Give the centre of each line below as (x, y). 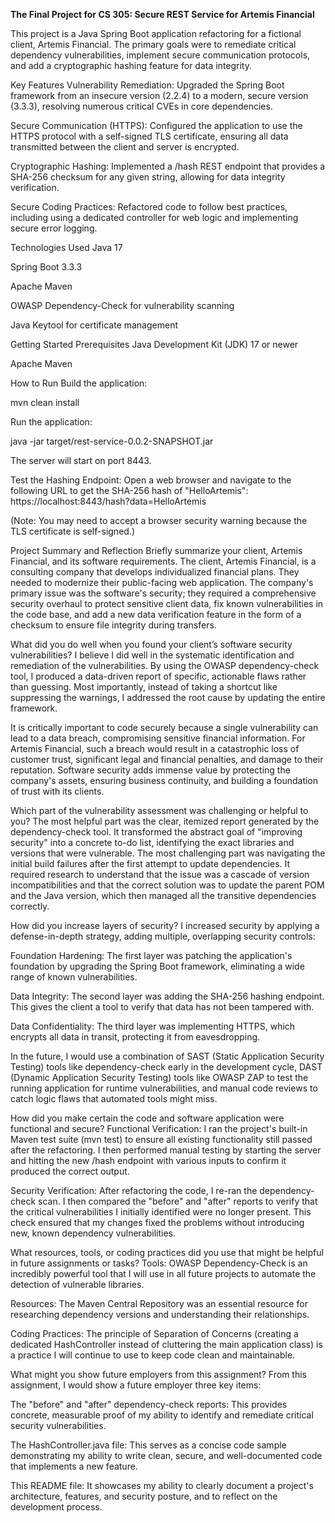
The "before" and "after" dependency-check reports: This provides (149, 1404)
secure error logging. (54, 228)
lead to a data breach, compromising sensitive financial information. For (158, 738)
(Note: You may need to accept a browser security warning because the (159, 520)
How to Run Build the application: (79, 383)
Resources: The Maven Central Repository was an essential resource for (159, 1303)
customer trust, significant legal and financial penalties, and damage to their (167, 759)
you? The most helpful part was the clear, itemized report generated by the (165, 821)
